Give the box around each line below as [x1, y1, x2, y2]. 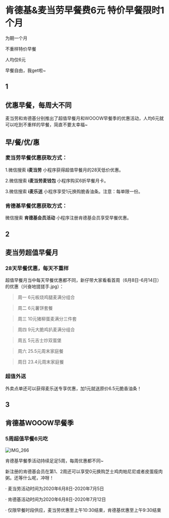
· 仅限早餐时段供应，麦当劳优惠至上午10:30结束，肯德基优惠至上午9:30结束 [5, 507, 161, 513]
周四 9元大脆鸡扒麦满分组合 [17, 326, 75, 332]
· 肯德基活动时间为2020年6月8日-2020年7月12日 [5, 496, 106, 502]
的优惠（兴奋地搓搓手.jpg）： [5, 283, 64, 289]
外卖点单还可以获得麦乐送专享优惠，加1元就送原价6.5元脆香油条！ [5, 385, 142, 391]
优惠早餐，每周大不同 [5, 101, 72, 109]
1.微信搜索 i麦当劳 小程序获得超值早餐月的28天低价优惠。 [5, 167, 124, 173]
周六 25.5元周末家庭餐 [17, 348, 64, 354]
